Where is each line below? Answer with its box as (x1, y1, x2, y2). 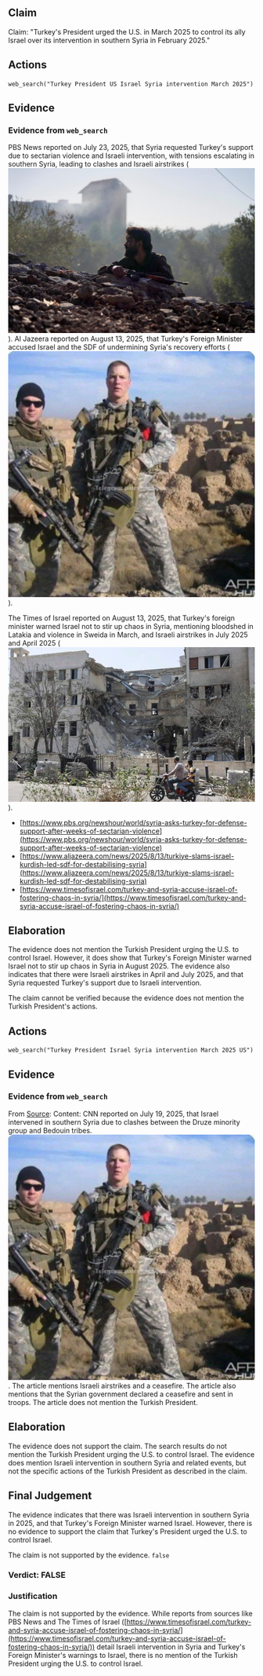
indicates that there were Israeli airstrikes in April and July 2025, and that (8, 970, 244, 979)
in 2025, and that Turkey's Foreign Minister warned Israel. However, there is (8, 1518, 253, 1528)
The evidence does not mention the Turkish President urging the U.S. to (8, 945, 240, 954)
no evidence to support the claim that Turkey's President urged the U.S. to (8, 1527, 248, 1536)
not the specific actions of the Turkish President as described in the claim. (8, 1466, 248, 1476)
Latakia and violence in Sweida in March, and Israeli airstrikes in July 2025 (8, 630, 248, 639)
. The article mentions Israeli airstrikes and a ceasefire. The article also (8, 1381, 236, 1390)
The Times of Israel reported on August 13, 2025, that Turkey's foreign (8, 613, 236, 623)
